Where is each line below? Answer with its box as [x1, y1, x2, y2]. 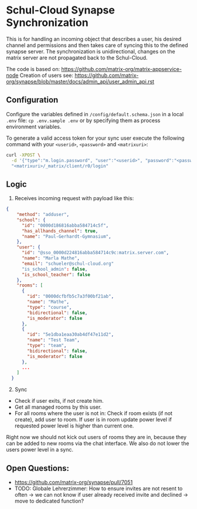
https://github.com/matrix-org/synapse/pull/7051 [14, 479, 133, 486]
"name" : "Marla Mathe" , [21, 255, 80, 261]
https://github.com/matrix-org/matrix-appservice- [61, 65, 182, 72]
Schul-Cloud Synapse [6, 4, 116, 17]
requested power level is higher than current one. [14, 422, 134, 429]
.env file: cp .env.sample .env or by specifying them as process [6, 117, 161, 124]
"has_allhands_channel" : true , [21, 228, 98, 234]
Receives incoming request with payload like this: [14, 195, 134, 202]
